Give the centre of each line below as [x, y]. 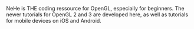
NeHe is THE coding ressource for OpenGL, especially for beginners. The [95, 8]
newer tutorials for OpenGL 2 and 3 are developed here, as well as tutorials [97, 14]
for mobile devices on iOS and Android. [54, 21]
